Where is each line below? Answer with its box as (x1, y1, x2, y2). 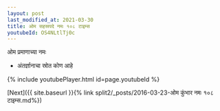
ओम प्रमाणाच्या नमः (7, 48, 47, 56)
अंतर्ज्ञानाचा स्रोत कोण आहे (16, 62, 74, 70)
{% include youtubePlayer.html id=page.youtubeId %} (7, 75, 160, 84)
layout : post (7, 10, 45, 17)
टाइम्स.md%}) (7, 97, 43, 105)
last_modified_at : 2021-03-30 (7, 16, 94, 23)
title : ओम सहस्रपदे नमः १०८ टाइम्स (7, 23, 91, 29)
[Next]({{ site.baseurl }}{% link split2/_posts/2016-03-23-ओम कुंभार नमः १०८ (7, 88, 214, 97)
